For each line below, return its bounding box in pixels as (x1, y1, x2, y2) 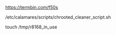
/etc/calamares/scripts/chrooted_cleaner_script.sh (5, 14, 111, 20)
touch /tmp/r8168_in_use (5, 24, 57, 30)
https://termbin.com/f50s (5, 5, 59, 10)
